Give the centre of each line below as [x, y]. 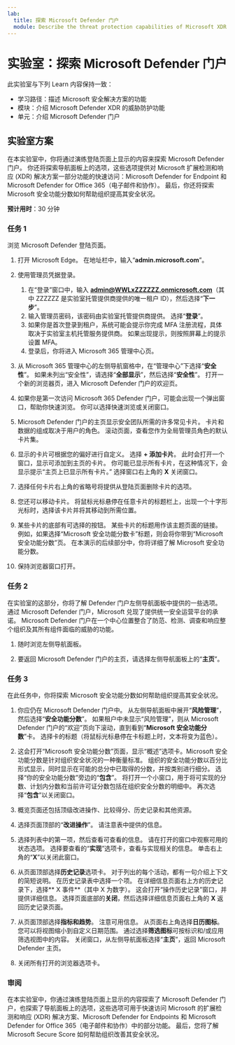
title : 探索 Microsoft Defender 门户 [66, 20]
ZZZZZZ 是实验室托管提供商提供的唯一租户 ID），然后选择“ [120, 299]
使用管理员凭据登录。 [48, 275]
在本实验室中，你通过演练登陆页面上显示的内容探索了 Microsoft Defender [113, 1000]
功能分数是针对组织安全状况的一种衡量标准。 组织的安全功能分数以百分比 [122, 760]
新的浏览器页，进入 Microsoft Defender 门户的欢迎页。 [102, 384]
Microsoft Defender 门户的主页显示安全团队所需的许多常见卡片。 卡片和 [121, 422]
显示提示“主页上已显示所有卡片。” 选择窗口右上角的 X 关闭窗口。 [109, 472]
